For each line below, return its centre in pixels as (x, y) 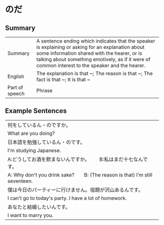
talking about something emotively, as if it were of (93, 59)
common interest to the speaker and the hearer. (91, 65)
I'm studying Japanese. (34, 150)
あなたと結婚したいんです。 (39, 207)
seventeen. (20, 181)
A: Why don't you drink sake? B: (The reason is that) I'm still (80, 175)
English (16, 77)
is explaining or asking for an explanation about (91, 47)
